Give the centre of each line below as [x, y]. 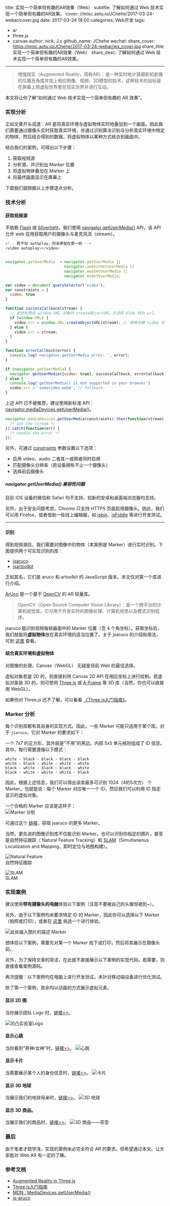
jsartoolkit [23, 566]
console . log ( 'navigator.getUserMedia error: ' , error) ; [70, 355]
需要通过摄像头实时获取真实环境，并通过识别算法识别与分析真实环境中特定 [87, 130]
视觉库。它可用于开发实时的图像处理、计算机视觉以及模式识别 [91, 611]
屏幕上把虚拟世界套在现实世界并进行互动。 [67, 87]
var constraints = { [27, 290]
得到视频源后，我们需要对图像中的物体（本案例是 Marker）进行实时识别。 [82, 544]
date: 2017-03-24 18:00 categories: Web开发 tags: [93, 20]
